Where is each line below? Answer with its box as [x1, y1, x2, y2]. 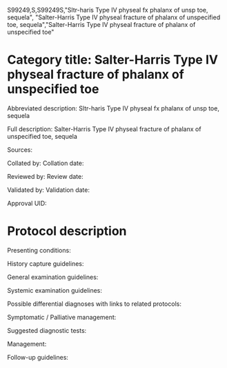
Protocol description [7, 224, 127, 239]
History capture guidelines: [7, 259, 84, 268]
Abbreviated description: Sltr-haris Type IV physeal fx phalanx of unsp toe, [7, 104, 219, 113]
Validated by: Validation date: [7, 186, 90, 194]
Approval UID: [7, 199, 47, 207]
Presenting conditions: [7, 246, 71, 254]
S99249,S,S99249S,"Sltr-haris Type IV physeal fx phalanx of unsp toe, [7, 6, 208, 14]
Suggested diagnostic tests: [7, 326, 87, 334]
